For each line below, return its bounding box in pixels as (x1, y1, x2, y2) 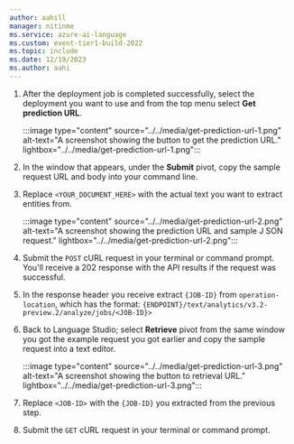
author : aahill (9, 13, 67, 23)
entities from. (22, 198, 72, 208)
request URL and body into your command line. (22, 171, 198, 181)
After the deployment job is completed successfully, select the (22, 88, 255, 99)
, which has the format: (55, 299, 142, 310)
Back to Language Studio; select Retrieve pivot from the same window (22, 324, 286, 335)
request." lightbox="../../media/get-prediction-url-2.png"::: (22, 235, 239, 245)
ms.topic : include (9, 47, 78, 56)
